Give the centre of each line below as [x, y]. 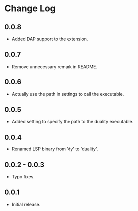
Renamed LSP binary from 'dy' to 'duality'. [55, 149]
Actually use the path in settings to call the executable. [68, 94]
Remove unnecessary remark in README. [55, 66]
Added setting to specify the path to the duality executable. [72, 122]
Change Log [30, 9]
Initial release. [26, 204]
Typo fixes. [23, 177]
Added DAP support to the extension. [50, 39]
